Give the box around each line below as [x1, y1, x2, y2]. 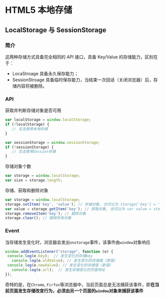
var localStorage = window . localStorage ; [5, 117, 92, 123]
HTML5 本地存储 [5, 4, 72, 16]
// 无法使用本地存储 [11, 127, 48, 131]
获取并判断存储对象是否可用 [5, 107, 62, 114]
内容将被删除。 [16, 83, 47, 89]
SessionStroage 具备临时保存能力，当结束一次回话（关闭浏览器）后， [12, 77, 154, 83]
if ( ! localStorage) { [5, 122, 50, 127]
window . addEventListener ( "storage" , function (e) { [5, 249, 113, 254]
